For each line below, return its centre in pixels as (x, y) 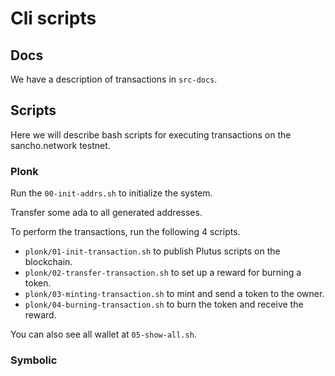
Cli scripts (53, 18)
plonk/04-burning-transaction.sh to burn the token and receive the (164, 304)
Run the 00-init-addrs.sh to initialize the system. (111, 193)
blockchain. (48, 262)
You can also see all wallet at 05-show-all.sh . (103, 334)
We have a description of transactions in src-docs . (114, 79)
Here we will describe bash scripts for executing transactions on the (151, 134)
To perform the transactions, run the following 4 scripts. (125, 232)
